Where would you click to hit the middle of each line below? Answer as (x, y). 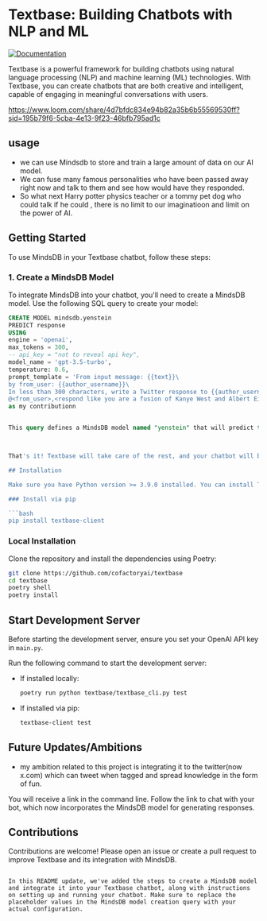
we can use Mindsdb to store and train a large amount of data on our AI (137, 162)
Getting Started (47, 238)
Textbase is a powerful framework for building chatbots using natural (121, 68)
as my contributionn (43, 407)
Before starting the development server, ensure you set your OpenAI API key (133, 639)
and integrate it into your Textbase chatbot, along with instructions (129, 888)
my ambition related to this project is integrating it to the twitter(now (131, 766)
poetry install (33, 595)
